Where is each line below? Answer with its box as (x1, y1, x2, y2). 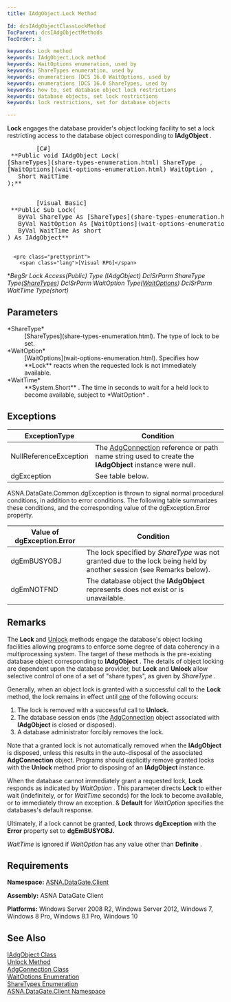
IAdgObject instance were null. (95, 460, 196, 469)
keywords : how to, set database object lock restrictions (7, 86, 177, 93)
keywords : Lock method (7, 48, 72, 55)
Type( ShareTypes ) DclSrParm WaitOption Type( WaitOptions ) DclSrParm (7, 279, 212, 287)
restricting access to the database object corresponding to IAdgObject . (7, 132, 212, 140)
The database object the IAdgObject (86, 576, 205, 585)
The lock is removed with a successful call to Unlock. (16, 705, 169, 714)
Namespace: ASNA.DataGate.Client (7, 878, 109, 887)
